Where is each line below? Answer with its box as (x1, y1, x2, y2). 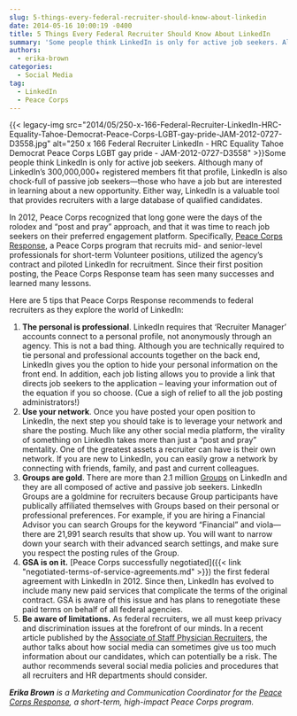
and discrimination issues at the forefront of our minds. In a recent (21, 623, 263, 634)
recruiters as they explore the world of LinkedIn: (9, 305, 184, 315)
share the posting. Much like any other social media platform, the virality (21, 425, 286, 436)
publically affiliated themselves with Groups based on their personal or (21, 501, 280, 511)
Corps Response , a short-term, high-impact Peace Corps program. (9, 697, 255, 707)
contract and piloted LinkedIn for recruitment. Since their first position (9, 259, 263, 270)
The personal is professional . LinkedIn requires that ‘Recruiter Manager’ (21, 322, 287, 332)
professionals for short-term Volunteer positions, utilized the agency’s (9, 250, 263, 261)
